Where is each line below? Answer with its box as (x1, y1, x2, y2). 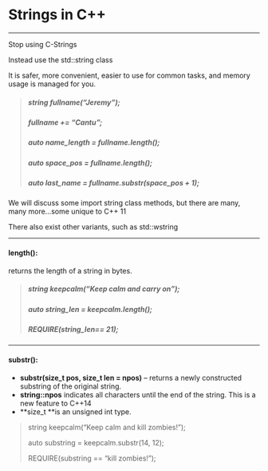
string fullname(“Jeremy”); (27, 98, 121, 107)
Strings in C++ (8, 6, 106, 24)
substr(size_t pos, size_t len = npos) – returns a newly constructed (19, 373, 242, 382)
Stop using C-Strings (8, 39, 77, 49)
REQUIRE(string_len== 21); (27, 324, 119, 333)
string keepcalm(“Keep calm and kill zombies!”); (27, 422, 186, 432)
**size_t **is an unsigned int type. (19, 406, 132, 417)
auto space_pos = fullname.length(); (27, 158, 153, 167)
